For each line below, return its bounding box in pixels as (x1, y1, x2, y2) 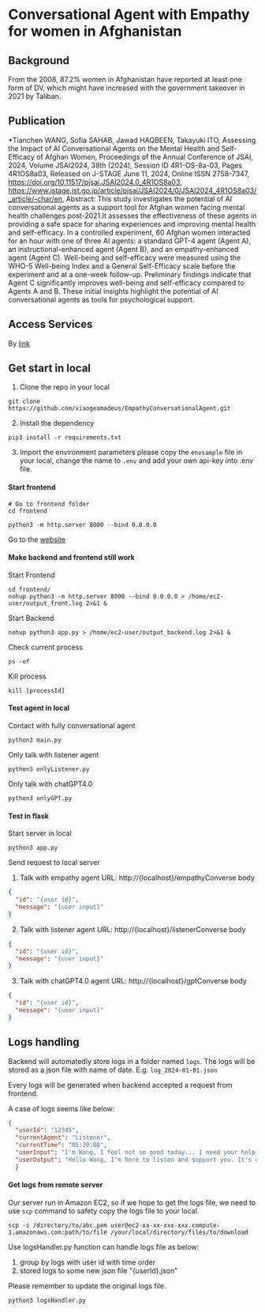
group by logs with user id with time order (19, 1257, 156, 1267)
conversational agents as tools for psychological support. (8, 295, 195, 304)
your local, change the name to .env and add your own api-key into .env (19, 456, 254, 465)
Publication (8, 115, 65, 128)
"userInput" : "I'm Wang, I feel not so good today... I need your (15, 1148, 238, 1156)
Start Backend (8, 613, 54, 622)
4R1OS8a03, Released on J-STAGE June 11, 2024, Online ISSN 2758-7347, (8, 168, 250, 179)
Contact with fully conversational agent (8, 721, 136, 731)
